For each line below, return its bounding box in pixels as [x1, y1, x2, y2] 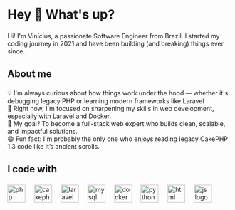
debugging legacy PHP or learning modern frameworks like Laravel [7, 97, 204, 105]
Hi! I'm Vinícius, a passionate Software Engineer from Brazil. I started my [7, 32, 220, 41]
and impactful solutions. [7, 127, 78, 136]
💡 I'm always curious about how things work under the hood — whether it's [7, 89, 229, 98]
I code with [7, 163, 58, 175]
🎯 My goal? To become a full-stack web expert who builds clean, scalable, [7, 120, 226, 128]
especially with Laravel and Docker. [7, 112, 112, 120]
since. [7, 47, 26, 56]
